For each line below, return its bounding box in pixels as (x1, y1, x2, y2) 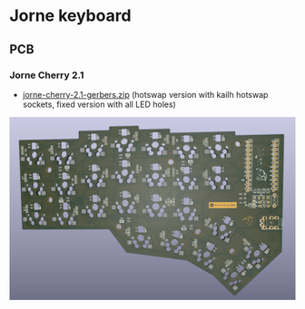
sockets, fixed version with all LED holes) (22, 99, 177, 110)
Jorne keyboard (9, 5, 132, 26)
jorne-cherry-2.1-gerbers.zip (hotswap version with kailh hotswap (22, 89, 269, 100)
